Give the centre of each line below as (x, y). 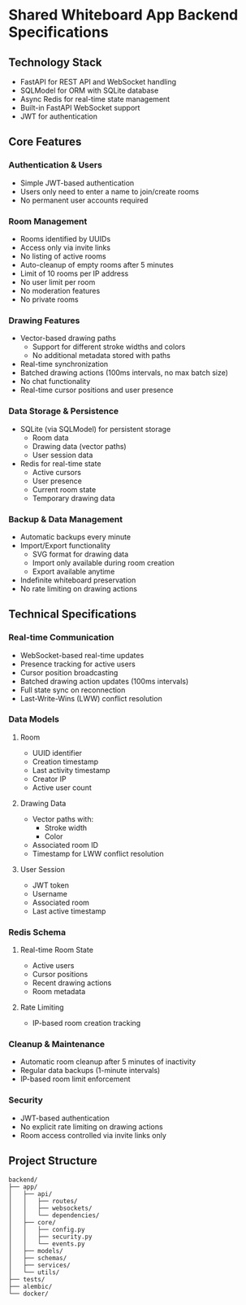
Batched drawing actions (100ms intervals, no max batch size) (124, 373)
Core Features (45, 142)
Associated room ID (65, 845)
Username (50, 893)
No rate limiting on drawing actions (79, 588)
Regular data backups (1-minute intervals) (90, 1071)
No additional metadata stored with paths (101, 356)
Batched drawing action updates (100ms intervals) (104, 681)
